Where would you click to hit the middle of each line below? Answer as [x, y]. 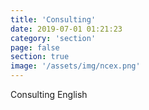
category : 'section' [53, 38]
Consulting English [49, 94]
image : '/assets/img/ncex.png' [75, 66]
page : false [35, 47]
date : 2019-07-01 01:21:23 [66, 29]
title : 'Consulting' [53, 19]
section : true [40, 57]
